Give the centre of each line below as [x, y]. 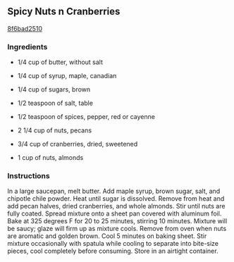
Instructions [29, 176]
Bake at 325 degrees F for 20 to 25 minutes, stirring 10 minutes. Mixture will [117, 221]
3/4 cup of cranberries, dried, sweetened [78, 144]
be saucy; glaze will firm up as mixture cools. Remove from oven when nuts [117, 229]
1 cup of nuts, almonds [50, 158]
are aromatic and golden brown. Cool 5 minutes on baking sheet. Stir [107, 236]
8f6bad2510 [25, 28]
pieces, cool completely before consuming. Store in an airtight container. [113, 251]
